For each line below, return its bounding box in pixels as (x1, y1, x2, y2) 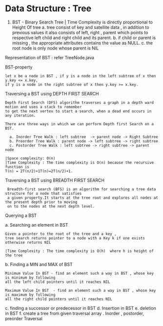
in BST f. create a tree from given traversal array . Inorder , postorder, (5, 310, 144, 316)
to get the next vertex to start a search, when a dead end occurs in (5, 109, 152, 114)
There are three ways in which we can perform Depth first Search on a (5, 121, 154, 126)
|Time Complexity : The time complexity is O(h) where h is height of (5, 248, 154, 254)
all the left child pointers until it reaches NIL (5, 279, 110, 284)
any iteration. (5, 113, 36, 118)
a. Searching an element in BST (5, 222, 68, 228)
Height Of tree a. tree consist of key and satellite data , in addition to (12, 24, 149, 30)
